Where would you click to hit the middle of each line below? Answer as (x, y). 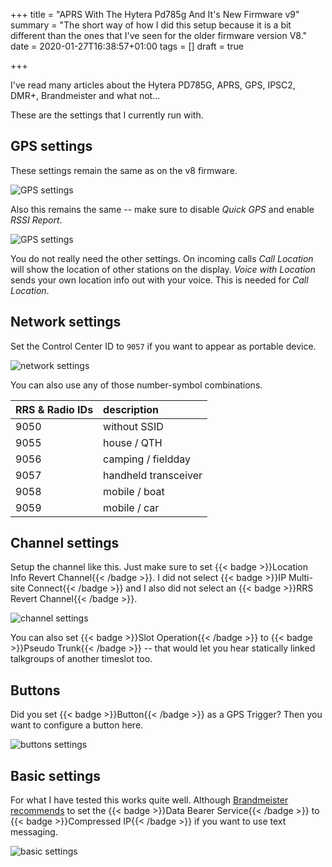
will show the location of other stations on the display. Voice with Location (163, 269)
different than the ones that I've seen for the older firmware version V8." (159, 35)
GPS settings (51, 146)
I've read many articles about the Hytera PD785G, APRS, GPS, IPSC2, (153, 85)
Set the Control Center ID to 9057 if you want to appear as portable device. (163, 346)
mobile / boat (134, 491)
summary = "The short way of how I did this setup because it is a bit (151, 25)
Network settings (66, 322)
